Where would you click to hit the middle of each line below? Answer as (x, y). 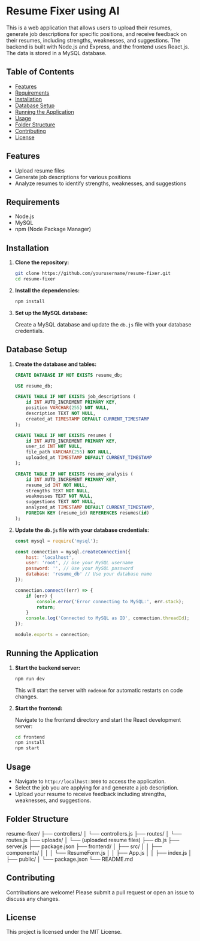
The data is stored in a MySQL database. (56, 53)
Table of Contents (40, 72)
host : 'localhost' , (50, 557)
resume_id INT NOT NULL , (57, 485)
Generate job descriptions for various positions (73, 177)
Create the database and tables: (56, 364)
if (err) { (40, 596)
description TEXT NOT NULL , (61, 413)
